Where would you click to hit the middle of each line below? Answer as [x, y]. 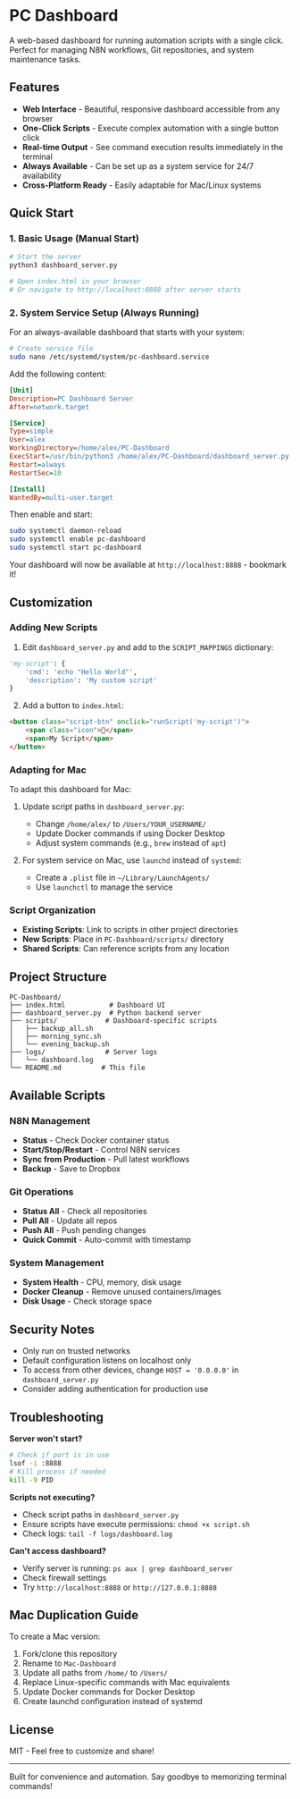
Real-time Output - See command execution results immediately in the [153, 147]
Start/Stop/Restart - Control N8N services [101, 1149]
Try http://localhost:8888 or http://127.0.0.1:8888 [119, 1587]
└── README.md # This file [77, 1068]
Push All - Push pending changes [84, 1230]
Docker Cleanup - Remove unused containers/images [121, 1292]
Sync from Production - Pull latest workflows [106, 1159]
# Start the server [46, 257]
